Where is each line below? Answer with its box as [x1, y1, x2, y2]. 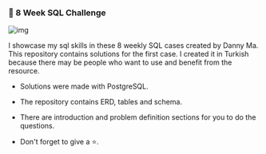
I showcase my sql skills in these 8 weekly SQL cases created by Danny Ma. [8, 41, 259, 50]
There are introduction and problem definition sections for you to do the [19, 113, 256, 122]
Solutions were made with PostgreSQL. [19, 81, 149, 91]
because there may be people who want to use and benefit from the [8, 57, 232, 67]
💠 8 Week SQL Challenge [8, 7, 106, 18]
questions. [19, 121, 55, 131]
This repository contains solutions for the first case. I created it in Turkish [8, 49, 249, 59]
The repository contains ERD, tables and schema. [19, 97, 182, 107]
